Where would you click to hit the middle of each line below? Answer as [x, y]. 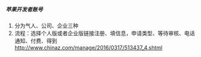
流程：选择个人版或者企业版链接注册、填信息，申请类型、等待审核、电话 [104, 33]
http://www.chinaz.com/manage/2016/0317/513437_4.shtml [88, 47]
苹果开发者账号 [24, 9]
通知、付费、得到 [36, 41]
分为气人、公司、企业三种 [46, 25]
